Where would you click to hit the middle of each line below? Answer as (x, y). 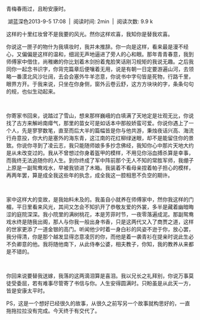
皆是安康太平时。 (27, 291)
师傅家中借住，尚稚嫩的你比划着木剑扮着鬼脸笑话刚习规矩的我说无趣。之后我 (100, 62)
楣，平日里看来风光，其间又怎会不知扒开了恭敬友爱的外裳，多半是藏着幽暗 (97, 207)
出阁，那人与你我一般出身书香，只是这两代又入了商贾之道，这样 (115, 222)
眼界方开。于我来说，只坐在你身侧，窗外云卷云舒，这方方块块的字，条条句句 (100, 84)
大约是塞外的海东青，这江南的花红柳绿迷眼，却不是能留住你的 (113, 138)
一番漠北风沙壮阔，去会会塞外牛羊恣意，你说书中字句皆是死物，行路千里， (102, 77)
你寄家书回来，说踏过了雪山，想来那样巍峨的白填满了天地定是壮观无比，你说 (100, 116)
